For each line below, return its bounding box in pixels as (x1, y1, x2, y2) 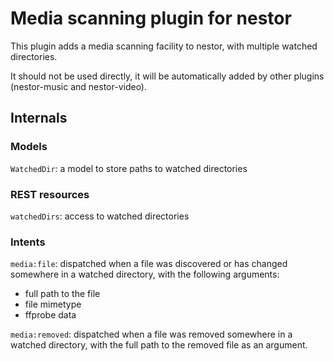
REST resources (10, 187, 90, 201)
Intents (10, 235, 46, 249)
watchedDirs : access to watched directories (10, 210, 190, 222)
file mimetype (24, 298, 82, 311)
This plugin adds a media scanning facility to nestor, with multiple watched (10, 40, 318, 52)
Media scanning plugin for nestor (10, 7, 292, 30)
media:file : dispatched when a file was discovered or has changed (10, 258, 288, 270)
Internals (10, 110, 68, 127)
